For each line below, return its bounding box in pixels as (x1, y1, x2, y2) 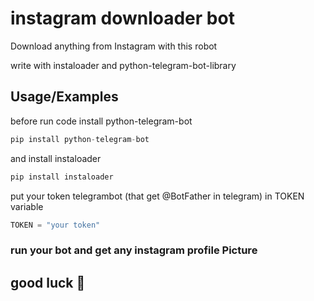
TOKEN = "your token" (10, 220, 101, 230)
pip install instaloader (10, 172, 114, 182)
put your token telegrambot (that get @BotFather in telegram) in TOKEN (10, 190, 305, 202)
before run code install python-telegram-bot (10, 115, 193, 127)
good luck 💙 (10, 274, 86, 291)
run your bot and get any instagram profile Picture (10, 243, 258, 257)
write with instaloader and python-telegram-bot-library (10, 59, 237, 71)
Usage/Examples (10, 88, 119, 106)
